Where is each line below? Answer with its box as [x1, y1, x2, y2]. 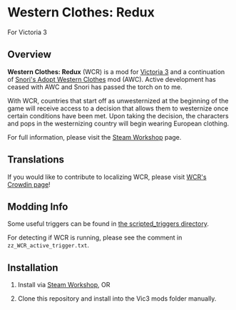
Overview [7, 48, 52, 61]
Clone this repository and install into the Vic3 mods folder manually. [17, 294, 217, 303]
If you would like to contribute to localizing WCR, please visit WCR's [7, 172, 207, 181]
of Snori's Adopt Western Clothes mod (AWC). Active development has [7, 75, 216, 83]
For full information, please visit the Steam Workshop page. [7, 133, 182, 141]
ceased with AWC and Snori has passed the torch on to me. [7, 83, 183, 91]
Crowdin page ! [7, 180, 51, 189]
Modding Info [7, 200, 68, 212]
